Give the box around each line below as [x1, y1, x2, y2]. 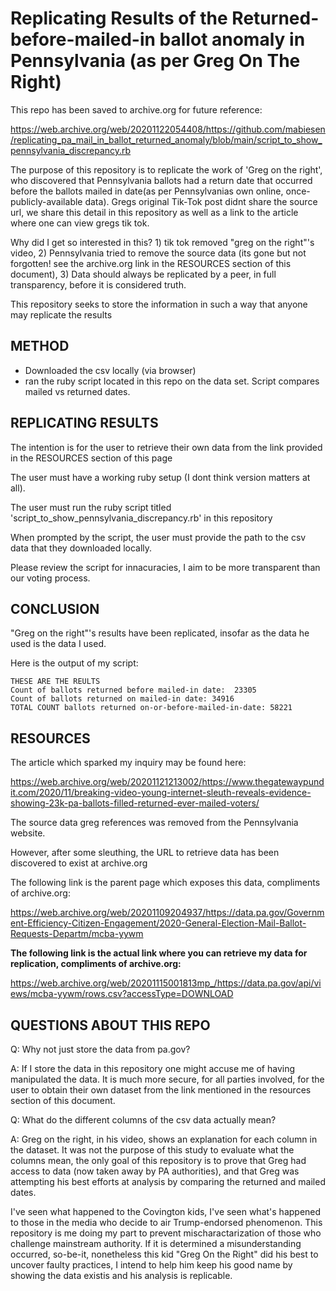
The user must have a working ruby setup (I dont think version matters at [10, 471, 311, 483]
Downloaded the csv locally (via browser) [24, 364, 197, 376]
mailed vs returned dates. [24, 385, 131, 397]
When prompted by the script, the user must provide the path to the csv [10, 531, 307, 543]
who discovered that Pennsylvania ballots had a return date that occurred [10, 174, 313, 186]
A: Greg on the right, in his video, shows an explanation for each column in [10, 1133, 318, 1145]
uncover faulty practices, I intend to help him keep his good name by [10, 1259, 293, 1271]
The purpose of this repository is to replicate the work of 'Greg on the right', [10, 163, 323, 176]
